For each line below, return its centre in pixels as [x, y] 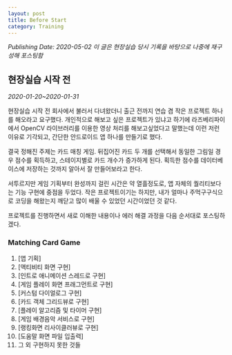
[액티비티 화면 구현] [44, 267]
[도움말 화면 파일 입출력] [50, 336]
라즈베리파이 [209, 120]
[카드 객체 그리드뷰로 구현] [53, 302]
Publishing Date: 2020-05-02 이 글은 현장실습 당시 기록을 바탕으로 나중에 [109, 47]
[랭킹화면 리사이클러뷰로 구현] [58, 328]
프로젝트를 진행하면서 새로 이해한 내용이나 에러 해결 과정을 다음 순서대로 [105, 216]
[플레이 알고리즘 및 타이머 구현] [60, 310]
